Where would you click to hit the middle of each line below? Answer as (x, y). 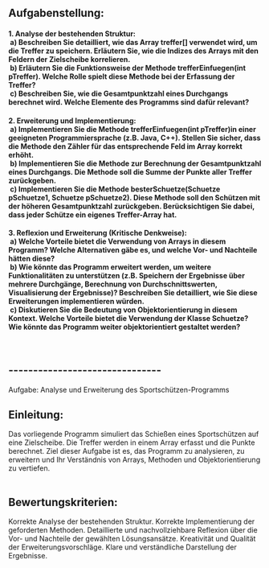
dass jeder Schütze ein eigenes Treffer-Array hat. (93, 214)
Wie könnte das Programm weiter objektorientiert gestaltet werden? (124, 327)
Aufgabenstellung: (56, 13)
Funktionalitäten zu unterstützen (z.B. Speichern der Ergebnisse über (126, 276)
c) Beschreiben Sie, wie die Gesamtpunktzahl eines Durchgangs (119, 93)
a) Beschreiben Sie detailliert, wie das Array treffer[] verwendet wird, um (134, 42)
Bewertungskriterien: (63, 502)
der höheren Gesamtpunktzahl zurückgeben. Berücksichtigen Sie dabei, (132, 206)
